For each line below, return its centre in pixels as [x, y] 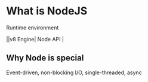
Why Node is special [45, 58]
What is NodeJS [47, 11]
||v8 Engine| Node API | [35, 39]
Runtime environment [33, 28]
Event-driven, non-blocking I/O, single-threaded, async [74, 72]
